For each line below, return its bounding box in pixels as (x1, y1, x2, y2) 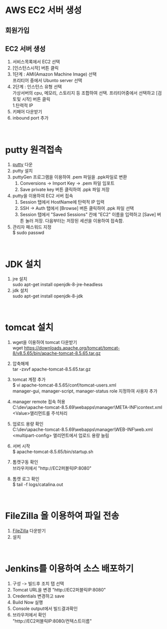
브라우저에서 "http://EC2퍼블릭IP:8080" (12, 465, 91, 471)
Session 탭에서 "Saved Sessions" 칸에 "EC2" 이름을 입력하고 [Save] (19, 211, 156, 217)
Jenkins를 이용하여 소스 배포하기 (5, 563, 134, 574)
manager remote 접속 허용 (12, 398, 65, 405)
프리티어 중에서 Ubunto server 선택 (12, 77, 82, 83)
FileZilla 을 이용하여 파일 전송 (5, 510, 119, 521)
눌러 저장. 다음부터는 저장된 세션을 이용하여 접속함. (25, 218, 124, 224)
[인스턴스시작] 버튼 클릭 (12, 65, 59, 71)
